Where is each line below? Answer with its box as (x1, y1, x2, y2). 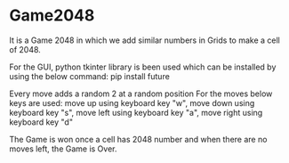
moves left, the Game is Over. (9, 143, 117, 154)
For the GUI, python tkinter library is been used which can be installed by (9, 61, 277, 72)
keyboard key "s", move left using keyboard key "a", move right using (9, 107, 263, 118)
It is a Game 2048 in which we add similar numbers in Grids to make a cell (9, 35, 280, 45)
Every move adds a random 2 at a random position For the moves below (9, 88, 273, 99)
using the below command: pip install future (9, 70, 171, 81)
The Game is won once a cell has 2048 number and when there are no (9, 134, 268, 144)
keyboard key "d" (9, 117, 74, 127)
